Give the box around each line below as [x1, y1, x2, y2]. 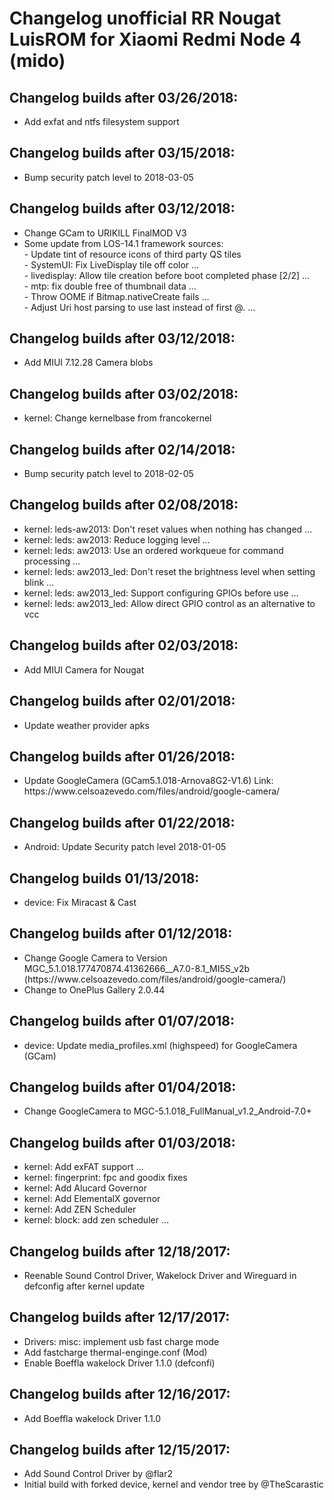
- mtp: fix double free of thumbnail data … [23, 280, 197, 292]
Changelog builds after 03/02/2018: [9, 385, 239, 402]
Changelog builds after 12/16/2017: [9, 1386, 231, 1403]
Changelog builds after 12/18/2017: [9, 1243, 231, 1260]
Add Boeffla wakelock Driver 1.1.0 [23, 1412, 162, 1424]
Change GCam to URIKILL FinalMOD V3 [23, 227, 187, 239]
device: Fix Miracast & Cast [23, 896, 137, 908]
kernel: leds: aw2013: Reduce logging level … [23, 533, 211, 546]
